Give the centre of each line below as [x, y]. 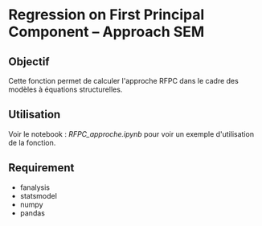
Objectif [29, 62]
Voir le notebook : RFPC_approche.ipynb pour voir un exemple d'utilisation [131, 134]
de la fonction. [32, 142]
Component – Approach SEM [106, 32]
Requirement [41, 168]
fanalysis [35, 187]
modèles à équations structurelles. [65, 89]
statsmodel [39, 195]
